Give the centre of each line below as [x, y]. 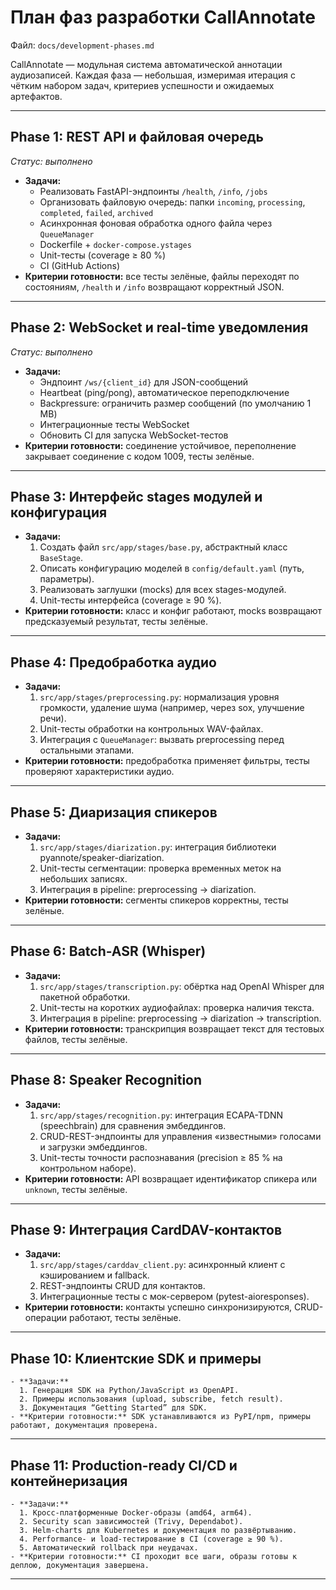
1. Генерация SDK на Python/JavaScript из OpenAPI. [129, 1391]
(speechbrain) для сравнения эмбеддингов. [133, 1125]
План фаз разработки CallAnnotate [163, 17]
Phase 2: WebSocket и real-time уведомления [159, 327]
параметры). [67, 579]
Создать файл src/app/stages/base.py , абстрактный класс [163, 547]
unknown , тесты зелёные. [76, 1189]
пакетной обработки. [85, 997]
